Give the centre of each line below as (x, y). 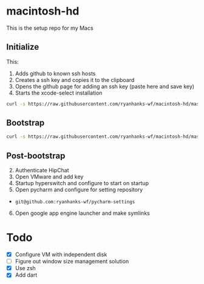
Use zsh (25, 268)
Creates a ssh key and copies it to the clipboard (75, 79)
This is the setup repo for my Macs (50, 28)
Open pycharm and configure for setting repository (79, 190)
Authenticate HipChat (42, 171)
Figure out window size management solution (72, 262)
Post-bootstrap (36, 156)
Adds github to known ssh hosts (55, 73)
